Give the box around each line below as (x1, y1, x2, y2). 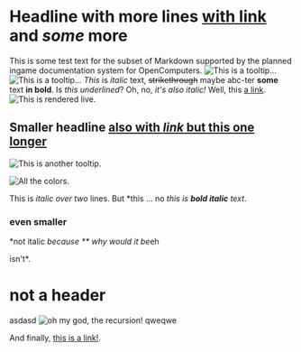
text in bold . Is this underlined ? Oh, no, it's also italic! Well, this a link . (9, 84, 266, 95)
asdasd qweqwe (9, 314, 178, 326)
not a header (9, 285, 106, 306)
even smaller (9, 215, 68, 227)
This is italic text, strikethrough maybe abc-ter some (83, 74, 279, 85)
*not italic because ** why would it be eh (9, 236, 160, 247)
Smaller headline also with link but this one (9, 120, 255, 135)
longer (9, 134, 47, 150)
